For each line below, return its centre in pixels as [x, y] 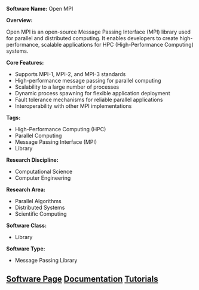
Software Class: [26, 225]
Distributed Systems [40, 207]
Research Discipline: [32, 160]
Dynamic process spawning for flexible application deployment [92, 93]
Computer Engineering [43, 178]
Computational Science [44, 171]
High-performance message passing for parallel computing [88, 81]
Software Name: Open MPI [40, 9]
